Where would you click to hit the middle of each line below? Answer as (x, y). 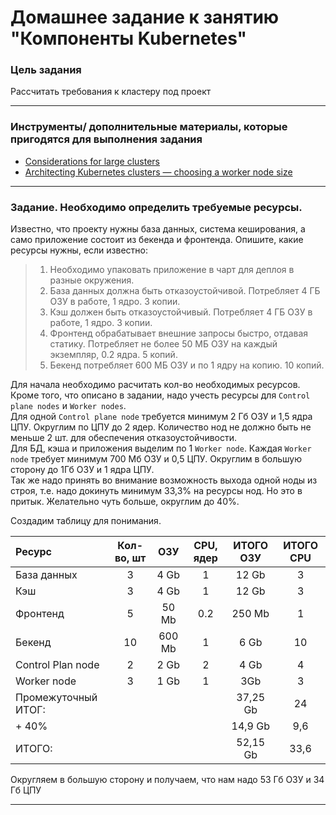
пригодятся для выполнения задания (106, 139)
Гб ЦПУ (26, 790)
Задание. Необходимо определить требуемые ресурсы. (156, 207)
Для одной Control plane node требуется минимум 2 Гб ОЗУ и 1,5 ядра (161, 417)
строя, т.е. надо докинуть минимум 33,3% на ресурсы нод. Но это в (156, 491)
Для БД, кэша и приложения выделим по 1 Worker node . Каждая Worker (161, 448)
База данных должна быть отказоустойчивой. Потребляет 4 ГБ (185, 291)
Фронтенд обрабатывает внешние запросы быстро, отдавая (179, 333)
